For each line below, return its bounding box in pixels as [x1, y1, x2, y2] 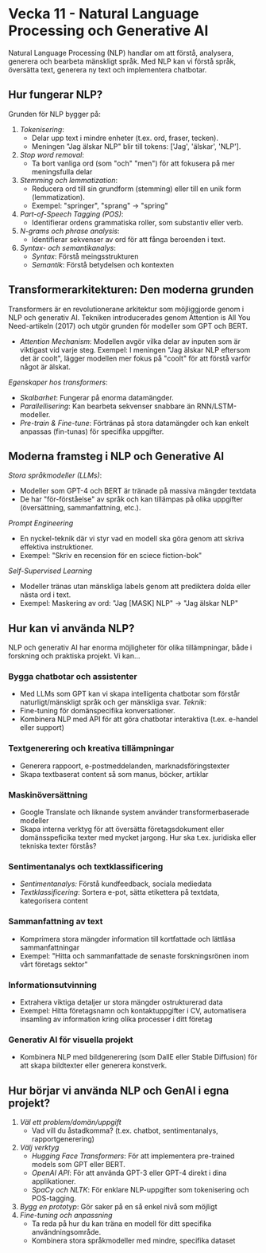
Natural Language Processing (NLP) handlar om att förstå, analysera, [8, 48, 234, 57]
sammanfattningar [19, 943, 80, 952]
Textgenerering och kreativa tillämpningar [8, 743, 175, 754]
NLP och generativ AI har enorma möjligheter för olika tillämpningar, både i [8, 642, 253, 653]
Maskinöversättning [8, 789, 88, 800]
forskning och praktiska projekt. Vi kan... [8, 651, 141, 661]
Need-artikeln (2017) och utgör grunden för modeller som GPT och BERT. [8, 321, 249, 330]
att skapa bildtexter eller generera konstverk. [19, 1060, 168, 1071]
